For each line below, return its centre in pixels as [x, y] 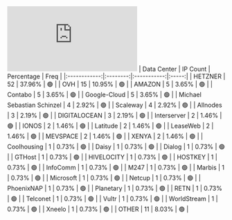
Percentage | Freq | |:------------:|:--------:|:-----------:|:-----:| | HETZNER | [116, 76]
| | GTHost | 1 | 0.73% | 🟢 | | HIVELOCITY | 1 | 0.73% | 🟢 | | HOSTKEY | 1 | [113, 157]
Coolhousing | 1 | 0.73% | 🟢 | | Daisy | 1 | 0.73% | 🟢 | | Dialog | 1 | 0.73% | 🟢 [116, 146]
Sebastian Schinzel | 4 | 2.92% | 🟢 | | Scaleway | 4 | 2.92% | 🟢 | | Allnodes [115, 105]
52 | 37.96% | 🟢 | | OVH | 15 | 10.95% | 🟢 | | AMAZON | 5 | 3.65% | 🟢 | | [110, 84]
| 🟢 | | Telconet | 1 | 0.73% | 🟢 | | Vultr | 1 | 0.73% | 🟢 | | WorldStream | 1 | [113, 198]
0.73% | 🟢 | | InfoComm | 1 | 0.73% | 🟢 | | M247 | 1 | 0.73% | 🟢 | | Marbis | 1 [116, 167]
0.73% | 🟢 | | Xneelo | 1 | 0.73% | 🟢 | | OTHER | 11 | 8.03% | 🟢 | [98, 209]
